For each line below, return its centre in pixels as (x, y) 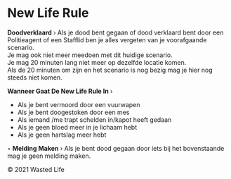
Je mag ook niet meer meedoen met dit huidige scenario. (90, 55)
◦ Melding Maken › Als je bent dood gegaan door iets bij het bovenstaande (116, 148)
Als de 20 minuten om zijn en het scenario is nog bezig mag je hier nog (110, 70)
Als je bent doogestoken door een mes (73, 112)
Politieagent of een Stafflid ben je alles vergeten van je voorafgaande (107, 39)
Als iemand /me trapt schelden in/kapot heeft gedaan (94, 119)
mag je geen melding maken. (49, 156)
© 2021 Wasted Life (36, 169)
